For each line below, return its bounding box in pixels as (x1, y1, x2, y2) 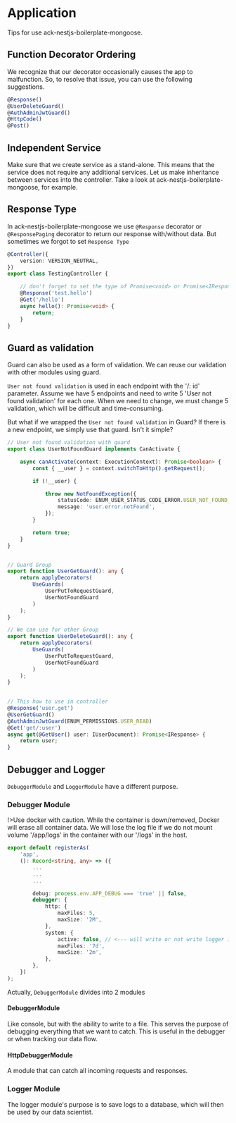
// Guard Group (7, 561, 52, 568)
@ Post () (7, 122, 30, 130)
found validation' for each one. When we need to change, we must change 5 (7, 397, 229, 405)
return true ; (32, 529, 71, 536)
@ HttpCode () (7, 116, 42, 123)
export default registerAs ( (7, 845, 90, 852)
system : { (44, 929, 74, 936)
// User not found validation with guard (7, 439, 131, 446)
